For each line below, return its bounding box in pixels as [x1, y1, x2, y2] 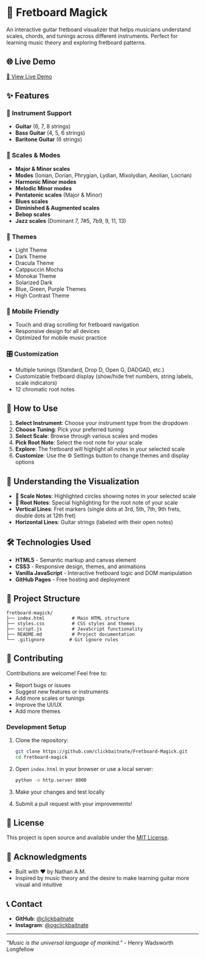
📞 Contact [6, 898, 43, 909]
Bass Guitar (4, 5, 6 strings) [15, 129, 85, 137]
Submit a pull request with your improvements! [15, 800, 133, 807]
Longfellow [6, 946, 35, 953]
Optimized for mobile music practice [15, 334, 107, 342]
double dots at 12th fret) [15, 512, 76, 519]
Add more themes [15, 707, 61, 715]
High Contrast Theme [15, 292, 70, 299]
